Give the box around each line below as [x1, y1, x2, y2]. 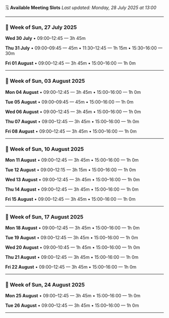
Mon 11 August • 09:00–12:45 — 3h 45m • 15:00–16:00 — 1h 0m [5, 156, 139, 163]
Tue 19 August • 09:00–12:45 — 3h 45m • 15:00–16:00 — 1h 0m [5, 235, 138, 241]
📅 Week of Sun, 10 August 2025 [5, 145, 84, 152]
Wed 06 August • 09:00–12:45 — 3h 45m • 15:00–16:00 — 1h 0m [5, 109, 141, 115]
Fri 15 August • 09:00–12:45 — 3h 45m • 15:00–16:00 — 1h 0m [5, 196, 136, 202]
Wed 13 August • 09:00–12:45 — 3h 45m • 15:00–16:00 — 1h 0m [5, 176, 140, 182]
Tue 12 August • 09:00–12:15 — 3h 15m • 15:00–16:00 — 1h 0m [5, 167, 136, 173]
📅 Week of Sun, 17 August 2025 [5, 213, 84, 220]
